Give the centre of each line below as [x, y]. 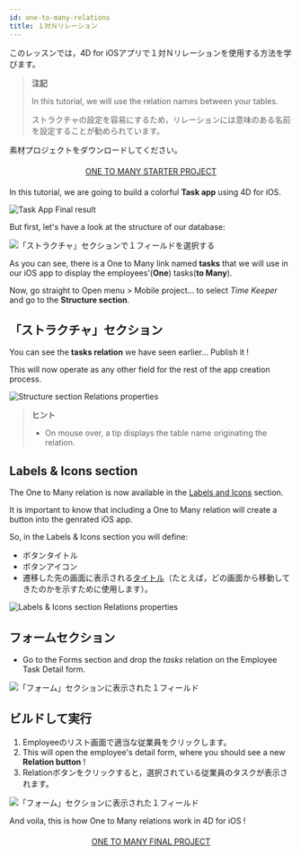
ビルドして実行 [51, 719]
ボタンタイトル [50, 555]
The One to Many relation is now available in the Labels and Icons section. [146, 493]
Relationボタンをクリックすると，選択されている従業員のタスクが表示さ [155, 772]
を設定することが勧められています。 [97, 130]
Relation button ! [54, 762]
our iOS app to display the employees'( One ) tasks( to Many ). [121, 273]
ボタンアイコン [50, 567]
